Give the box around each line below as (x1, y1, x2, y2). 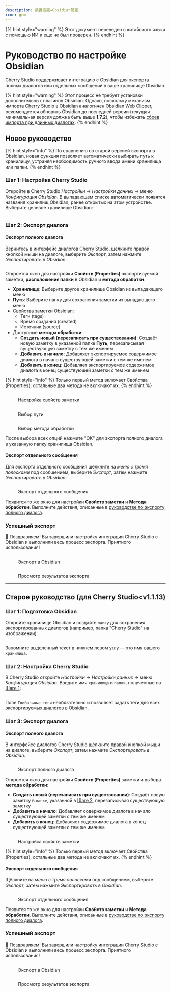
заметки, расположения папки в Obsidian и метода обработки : (5, 276, 146, 282)
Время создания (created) (20, 318, 77, 324)
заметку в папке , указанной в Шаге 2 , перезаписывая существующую (12, 797, 165, 804)
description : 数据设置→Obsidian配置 (5, 7, 78, 13)
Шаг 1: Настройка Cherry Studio (5, 177, 88, 184)
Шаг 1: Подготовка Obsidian (5, 608, 77, 615)
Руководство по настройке (5, 49, 127, 61)
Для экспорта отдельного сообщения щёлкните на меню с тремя (5, 463, 148, 470)
